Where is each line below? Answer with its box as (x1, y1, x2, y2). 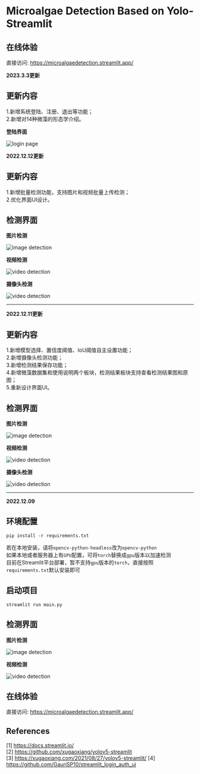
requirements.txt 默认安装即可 (6, 566, 80, 573)
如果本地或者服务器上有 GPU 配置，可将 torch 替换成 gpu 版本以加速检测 (6, 551, 171, 558)
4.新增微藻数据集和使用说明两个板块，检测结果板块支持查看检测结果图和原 (6, 369, 189, 376)
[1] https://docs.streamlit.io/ (6, 742, 74, 749)
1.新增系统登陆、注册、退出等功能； (6, 107, 93, 115)
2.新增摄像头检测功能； (6, 354, 64, 361)
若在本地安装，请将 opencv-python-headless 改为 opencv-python (6, 543, 157, 551)
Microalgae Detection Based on (6, 4, 165, 18)
